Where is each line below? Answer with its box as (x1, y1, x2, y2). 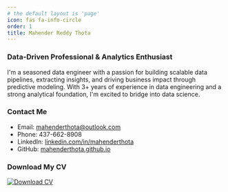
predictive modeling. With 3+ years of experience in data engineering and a (7, 82, 222, 90)
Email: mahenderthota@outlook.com (17, 122, 121, 131)
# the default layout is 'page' (7, 10, 100, 17)
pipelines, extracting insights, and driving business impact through (7, 75, 196, 84)
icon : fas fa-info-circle (7, 17, 81, 23)
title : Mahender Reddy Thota (7, 29, 91, 37)
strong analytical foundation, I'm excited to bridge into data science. (7, 90, 200, 98)
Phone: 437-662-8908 (17, 130, 83, 138)
